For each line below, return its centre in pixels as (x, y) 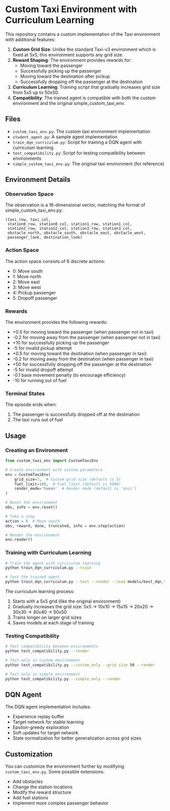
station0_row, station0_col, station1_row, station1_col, (70, 224)
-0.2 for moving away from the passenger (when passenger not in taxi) (87, 338)
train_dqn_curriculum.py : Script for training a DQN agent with (77, 142)
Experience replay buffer (38, 717)
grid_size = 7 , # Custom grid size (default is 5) (68, 479)
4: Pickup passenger (34, 292)
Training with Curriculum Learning (48, 552)
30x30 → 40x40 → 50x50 (40, 612)
